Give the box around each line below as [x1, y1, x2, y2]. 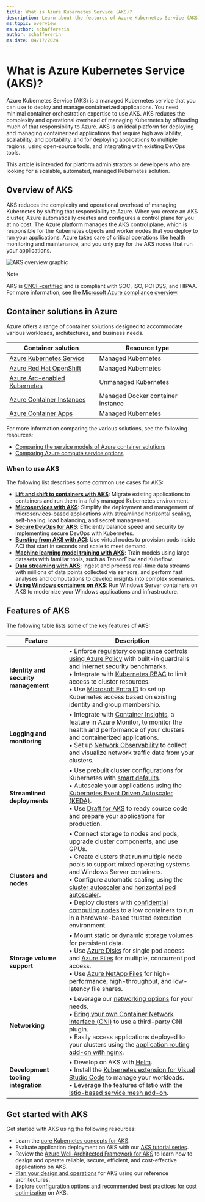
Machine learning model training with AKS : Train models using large [15, 548, 190, 556]
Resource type [126, 344, 170, 352]
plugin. [69, 1025, 88, 1033]
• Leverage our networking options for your [69, 994, 194, 1003]
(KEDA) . [69, 796, 92, 805]
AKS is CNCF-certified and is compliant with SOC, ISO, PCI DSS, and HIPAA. [6, 282, 198, 289]
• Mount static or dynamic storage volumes [69, 931, 193, 939]
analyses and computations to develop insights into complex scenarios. [15, 575, 195, 582]
